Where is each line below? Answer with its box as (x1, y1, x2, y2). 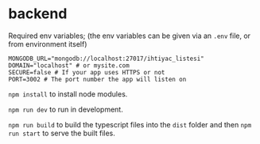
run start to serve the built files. (8, 128, 115, 138)
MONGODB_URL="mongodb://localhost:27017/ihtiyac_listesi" (8, 55, 204, 63)
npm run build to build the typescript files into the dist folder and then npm (8, 119, 252, 129)
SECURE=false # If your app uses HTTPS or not (8, 68, 165, 76)
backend (8, 5, 68, 23)
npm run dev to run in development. (8, 104, 123, 114)
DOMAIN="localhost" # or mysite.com (8, 61, 130, 70)
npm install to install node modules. (8, 89, 128, 99)
